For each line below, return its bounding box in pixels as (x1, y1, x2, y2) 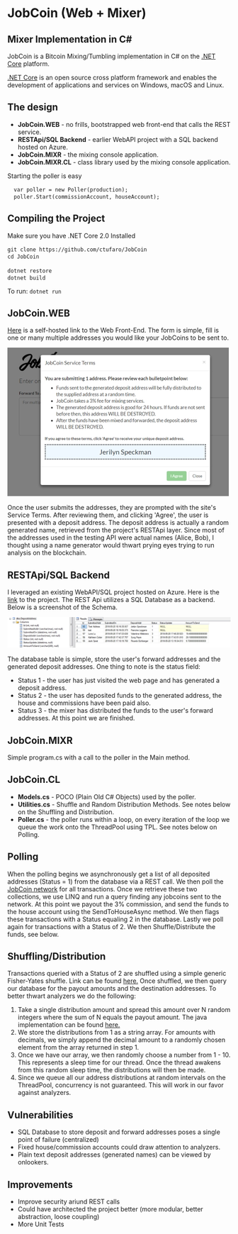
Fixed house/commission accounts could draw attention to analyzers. (17, 1143, 221, 1152)
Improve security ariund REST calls (17, 1197, 120, 1206)
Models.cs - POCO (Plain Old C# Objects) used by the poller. (17, 792, 196, 801)
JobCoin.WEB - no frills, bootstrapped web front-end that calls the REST (17, 120, 231, 128)
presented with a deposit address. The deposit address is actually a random (7, 518, 229, 527)
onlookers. (17, 1158, 49, 1167)
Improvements (7, 1179, 73, 1191)
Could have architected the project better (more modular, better (17, 1205, 203, 1213)
